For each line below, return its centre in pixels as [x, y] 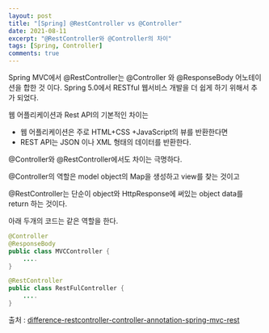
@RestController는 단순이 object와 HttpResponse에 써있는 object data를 [126, 194]
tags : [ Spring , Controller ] [56, 46]
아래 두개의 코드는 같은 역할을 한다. [63, 221]
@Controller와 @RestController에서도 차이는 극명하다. [95, 159]
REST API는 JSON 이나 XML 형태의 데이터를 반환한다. [105, 142]
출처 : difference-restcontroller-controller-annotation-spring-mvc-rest [124, 319]
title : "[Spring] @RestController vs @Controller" [95, 23]
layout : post [30, 16]
